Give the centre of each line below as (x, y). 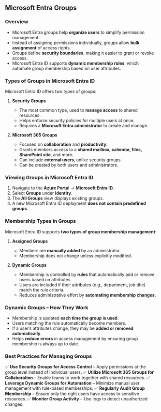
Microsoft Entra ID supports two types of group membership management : (81, 231)
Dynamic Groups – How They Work (47, 307)
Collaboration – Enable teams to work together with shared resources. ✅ (78, 378)
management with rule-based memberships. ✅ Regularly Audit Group (75, 388)
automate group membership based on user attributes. (66, 68)
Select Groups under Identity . (42, 193)
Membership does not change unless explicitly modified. (75, 256)
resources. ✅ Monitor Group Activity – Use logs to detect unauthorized (76, 399)
